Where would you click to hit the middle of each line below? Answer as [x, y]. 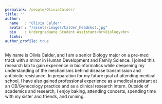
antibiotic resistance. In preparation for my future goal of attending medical [80, 75]
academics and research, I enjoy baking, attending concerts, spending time [81, 91]
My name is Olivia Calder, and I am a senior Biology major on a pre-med [77, 55]
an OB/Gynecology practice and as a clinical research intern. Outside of [77, 86]
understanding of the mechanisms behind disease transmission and [73, 70]
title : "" [15, 14]
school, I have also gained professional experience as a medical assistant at [81, 81]
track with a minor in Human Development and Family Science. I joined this [80, 60]
